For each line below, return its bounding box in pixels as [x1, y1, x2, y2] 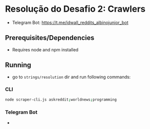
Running [5, 61, 32, 69]
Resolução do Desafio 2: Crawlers [5, 3, 146, 15]
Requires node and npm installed [12, 46, 79, 52]
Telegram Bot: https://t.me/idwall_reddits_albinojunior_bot [12, 20, 129, 25]
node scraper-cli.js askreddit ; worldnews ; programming [5, 97, 117, 102]
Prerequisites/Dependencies [5, 34, 94, 42]
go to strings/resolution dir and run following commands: [12, 74, 131, 80]
